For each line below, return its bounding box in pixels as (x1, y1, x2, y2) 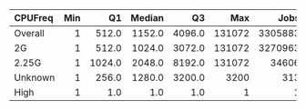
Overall (14, 27, 45, 39)
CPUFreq (14, 12, 54, 24)
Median (130, 12, 164, 24)
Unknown (14, 72, 56, 84)
